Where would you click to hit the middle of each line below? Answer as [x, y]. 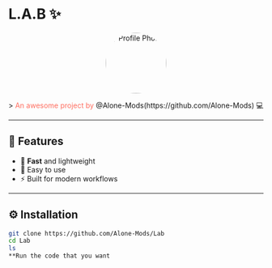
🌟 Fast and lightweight [57, 161]
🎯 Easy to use [43, 169]
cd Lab [19, 241]
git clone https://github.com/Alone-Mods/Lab [86, 233]
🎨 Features [36, 141]
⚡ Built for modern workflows [69, 178]
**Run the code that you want [59, 256]
